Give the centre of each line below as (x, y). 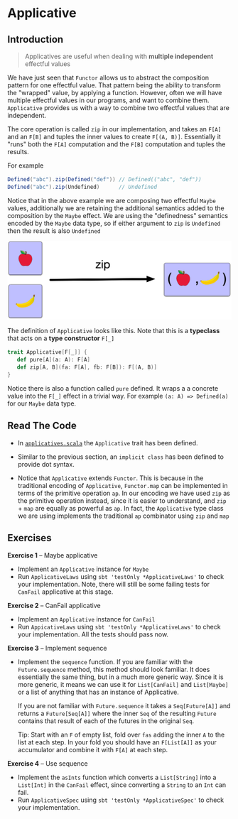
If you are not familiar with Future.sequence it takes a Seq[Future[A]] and (124, 705)
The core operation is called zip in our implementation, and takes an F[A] (114, 129)
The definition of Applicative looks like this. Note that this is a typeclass (114, 331)
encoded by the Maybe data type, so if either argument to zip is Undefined (114, 223)
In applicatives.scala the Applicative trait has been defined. (108, 443)
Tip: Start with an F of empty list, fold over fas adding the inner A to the (121, 734)
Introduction (36, 39)
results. (18, 152)
